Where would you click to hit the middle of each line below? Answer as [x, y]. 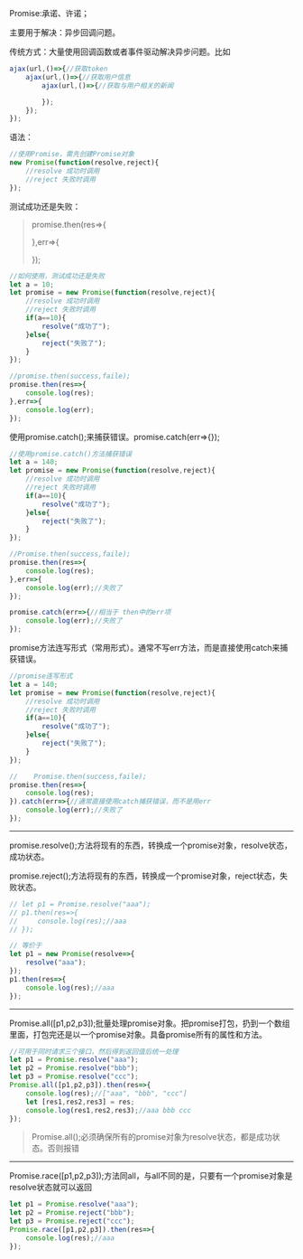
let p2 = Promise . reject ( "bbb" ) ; [72, 1213]
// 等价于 [26, 946]
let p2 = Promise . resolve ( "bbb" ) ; [74, 1068]
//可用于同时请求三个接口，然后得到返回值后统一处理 [94, 1051]
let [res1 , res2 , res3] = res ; [80, 1102]
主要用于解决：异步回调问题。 [64, 33]
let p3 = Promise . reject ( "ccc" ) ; [72, 1221]
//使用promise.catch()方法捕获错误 [71, 454]
